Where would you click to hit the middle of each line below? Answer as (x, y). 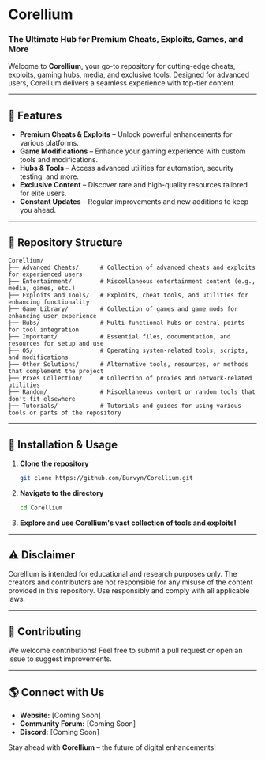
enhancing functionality (49, 302)
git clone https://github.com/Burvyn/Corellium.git (106, 478)
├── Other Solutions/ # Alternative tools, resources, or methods (128, 365)
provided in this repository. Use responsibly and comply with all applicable (129, 591)
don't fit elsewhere (42, 399)
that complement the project (56, 372)
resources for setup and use (56, 344)
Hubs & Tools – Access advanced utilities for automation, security (127, 168)
